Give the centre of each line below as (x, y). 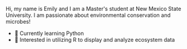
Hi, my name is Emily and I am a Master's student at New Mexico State (93, 9)
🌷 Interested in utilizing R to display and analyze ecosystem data (94, 40)
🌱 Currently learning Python (49, 33)
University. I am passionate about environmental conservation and (88, 15)
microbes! (18, 21)
